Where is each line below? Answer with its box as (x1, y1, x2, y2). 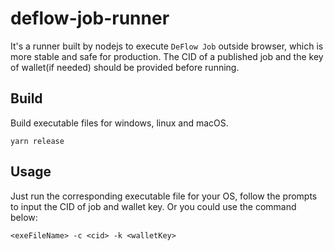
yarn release (10, 136, 65, 146)
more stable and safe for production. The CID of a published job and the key (10, 50, 324, 62)
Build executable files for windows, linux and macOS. (10, 117, 229, 129)
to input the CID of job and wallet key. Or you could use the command (10, 200, 297, 212)
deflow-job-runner (10, 7, 170, 30)
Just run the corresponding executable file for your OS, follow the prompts (10, 190, 318, 202)
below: (10, 211, 38, 223)
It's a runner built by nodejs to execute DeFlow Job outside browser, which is (10, 40, 324, 52)
